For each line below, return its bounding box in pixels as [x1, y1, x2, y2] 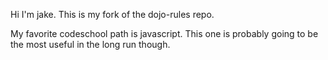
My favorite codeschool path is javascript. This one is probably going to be [10, 28, 319, 39]
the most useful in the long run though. [10, 39, 171, 50]
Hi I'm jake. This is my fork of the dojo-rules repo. [10, 9, 215, 20]
